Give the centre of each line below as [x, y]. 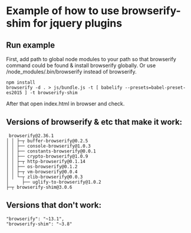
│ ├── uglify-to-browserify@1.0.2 [54, 182]
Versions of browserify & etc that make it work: [94, 122]
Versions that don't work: [54, 205]
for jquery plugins [78, 23]
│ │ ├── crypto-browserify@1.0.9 [47, 156]
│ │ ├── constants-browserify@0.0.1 [51, 151]
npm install [21, 82]
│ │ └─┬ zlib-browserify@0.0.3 [45, 177]
